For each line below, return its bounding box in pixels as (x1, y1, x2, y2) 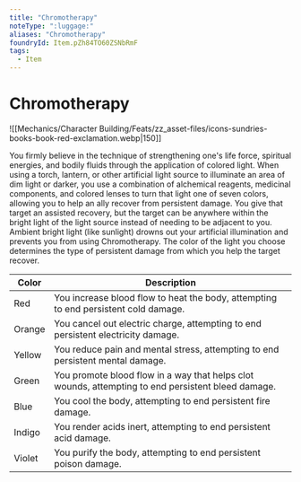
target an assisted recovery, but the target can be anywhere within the (9, 207, 269, 218)
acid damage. (53, 432, 112, 444)
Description (144, 276, 197, 288)
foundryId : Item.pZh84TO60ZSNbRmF (9, 38, 139, 48)
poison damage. (53, 457, 123, 469)
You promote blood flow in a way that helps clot (53, 369, 254, 381)
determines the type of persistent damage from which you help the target (9, 245, 280, 256)
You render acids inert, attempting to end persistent (53, 420, 271, 433)
